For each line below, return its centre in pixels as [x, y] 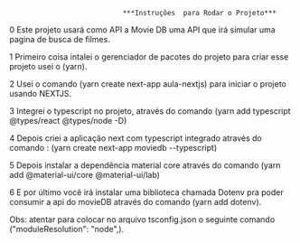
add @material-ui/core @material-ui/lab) [85, 175]
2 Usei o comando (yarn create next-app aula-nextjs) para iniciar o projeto [148, 84]
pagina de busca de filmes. [60, 39]
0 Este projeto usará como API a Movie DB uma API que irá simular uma [142, 30]
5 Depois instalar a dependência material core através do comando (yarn [145, 165]
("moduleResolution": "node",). [67, 229]
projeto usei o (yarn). [48, 66]
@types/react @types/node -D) [68, 121]
